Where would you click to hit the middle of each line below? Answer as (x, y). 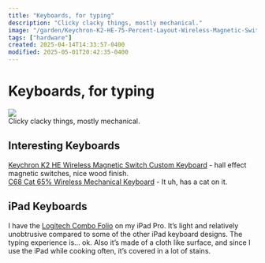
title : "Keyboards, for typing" (61, 15)
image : (19, 30)
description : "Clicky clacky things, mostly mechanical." (105, 23)
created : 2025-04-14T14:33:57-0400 (67, 45)
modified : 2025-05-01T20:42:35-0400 (68, 52)
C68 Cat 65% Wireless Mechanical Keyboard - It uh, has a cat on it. (118, 182)
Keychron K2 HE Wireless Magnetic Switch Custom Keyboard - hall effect (127, 165)
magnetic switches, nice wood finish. (68, 173)
